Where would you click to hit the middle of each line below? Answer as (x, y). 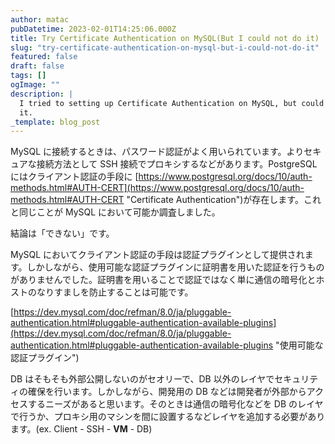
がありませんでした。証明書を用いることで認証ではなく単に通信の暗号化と (163, 280)
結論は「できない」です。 (62, 233)
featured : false (44, 57)
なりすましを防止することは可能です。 (115, 292)
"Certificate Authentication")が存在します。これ (224, 200)
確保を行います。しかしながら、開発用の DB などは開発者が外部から (167, 392)
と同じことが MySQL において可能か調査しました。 (115, 212)
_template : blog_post (55, 122)
